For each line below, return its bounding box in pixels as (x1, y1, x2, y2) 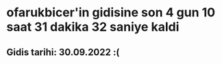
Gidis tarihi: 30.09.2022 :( (6, 46, 120, 58)
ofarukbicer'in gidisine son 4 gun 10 (6, 5, 216, 20)
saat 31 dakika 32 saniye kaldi (6, 19, 180, 35)
